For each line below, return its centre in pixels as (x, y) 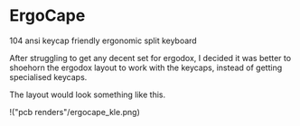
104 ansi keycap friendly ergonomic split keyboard (103, 40)
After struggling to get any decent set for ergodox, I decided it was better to (150, 58)
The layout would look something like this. (88, 94)
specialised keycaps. (48, 76)
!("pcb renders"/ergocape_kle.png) (75, 112)
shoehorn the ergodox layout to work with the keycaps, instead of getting (146, 67)
